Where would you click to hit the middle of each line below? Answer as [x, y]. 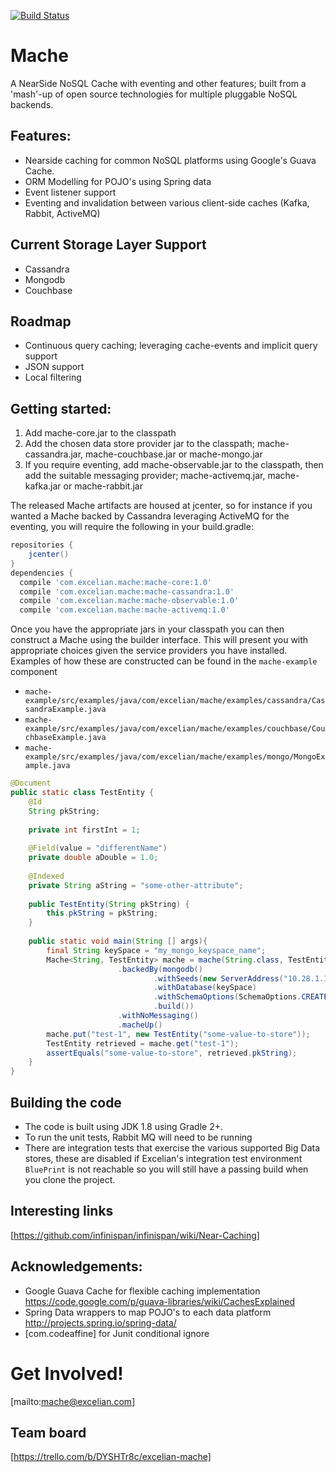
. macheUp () [140, 1025]
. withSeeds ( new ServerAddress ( [218, 978]
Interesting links [62, 1211]
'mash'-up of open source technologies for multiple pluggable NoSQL [154, 94]
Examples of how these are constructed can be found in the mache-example [164, 661]
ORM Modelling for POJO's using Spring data [118, 181]
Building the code [66, 1102]
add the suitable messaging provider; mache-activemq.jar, [145, 476]
